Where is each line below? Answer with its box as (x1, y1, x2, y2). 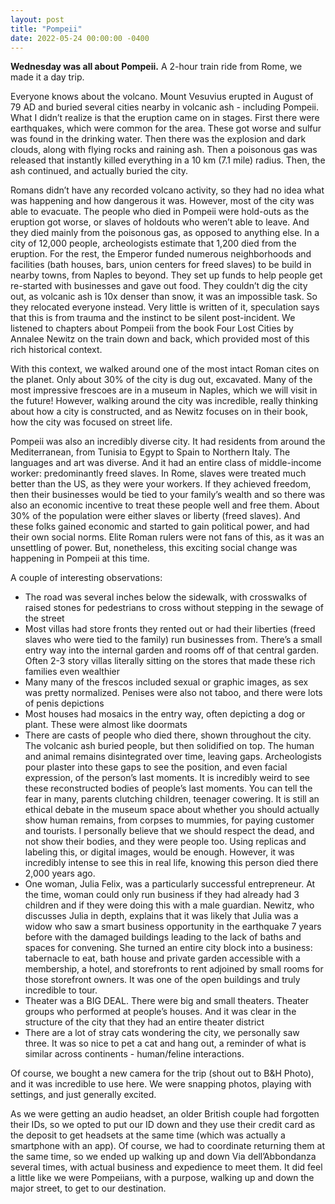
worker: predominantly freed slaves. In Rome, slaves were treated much (10, 467, 307, 480)
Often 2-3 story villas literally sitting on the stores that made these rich (24, 655, 316, 667)
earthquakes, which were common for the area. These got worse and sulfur (10, 122, 322, 135)
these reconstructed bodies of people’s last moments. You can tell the (24, 782, 313, 795)
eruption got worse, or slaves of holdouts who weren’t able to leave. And (10, 216, 310, 228)
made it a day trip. (10, 71, 85, 83)
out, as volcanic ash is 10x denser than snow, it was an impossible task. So (10, 291, 318, 303)
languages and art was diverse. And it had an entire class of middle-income (10, 457, 322, 469)
